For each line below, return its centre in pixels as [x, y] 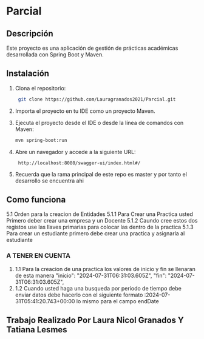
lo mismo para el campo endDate [117, 301]
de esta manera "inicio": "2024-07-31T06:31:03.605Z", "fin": [91, 275]
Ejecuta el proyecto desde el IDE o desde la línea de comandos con [99, 123]
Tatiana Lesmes [37, 330]
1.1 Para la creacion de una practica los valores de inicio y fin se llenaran [105, 269]
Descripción [30, 34]
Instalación [28, 74]
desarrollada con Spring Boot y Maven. [55, 55]
